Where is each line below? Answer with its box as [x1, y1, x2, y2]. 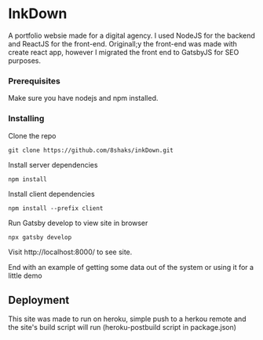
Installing [8, 113, 45, 124]
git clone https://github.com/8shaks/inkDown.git [8, 146, 174, 154]
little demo [8, 271, 42, 280]
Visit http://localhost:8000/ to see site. [8, 247, 133, 257]
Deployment [8, 293, 70, 307]
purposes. [8, 56, 42, 65]
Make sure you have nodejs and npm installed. [8, 94, 159, 103]
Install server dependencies [8, 160, 98, 169]
